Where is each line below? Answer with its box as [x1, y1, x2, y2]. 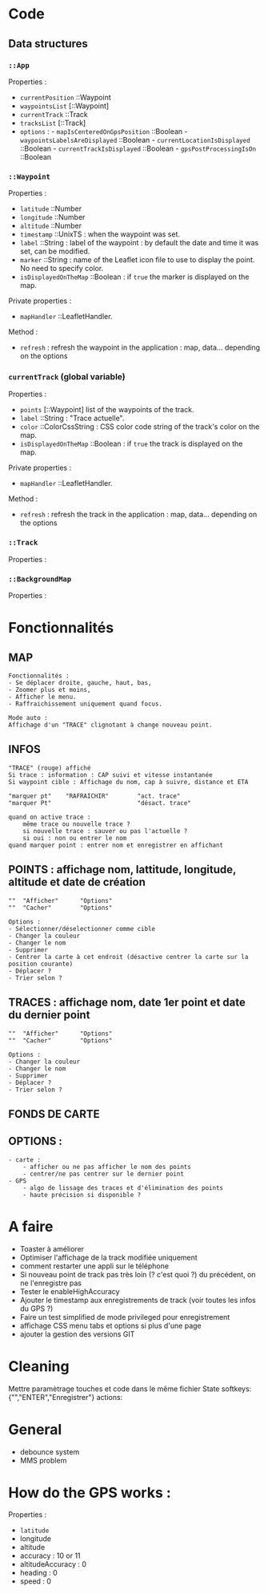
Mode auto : [8, 714, 48, 722]
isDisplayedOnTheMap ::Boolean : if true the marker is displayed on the [19, 272, 250, 281]
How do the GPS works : [8, 1483, 172, 1502]
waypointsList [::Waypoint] [19, 101, 110, 111]
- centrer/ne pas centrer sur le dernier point [22, 1170, 184, 1178]
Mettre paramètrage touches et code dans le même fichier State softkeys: [8, 1384, 252, 1394]
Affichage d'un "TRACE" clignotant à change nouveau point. [8, 721, 214, 730]
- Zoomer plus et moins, [8, 686, 91, 694]
